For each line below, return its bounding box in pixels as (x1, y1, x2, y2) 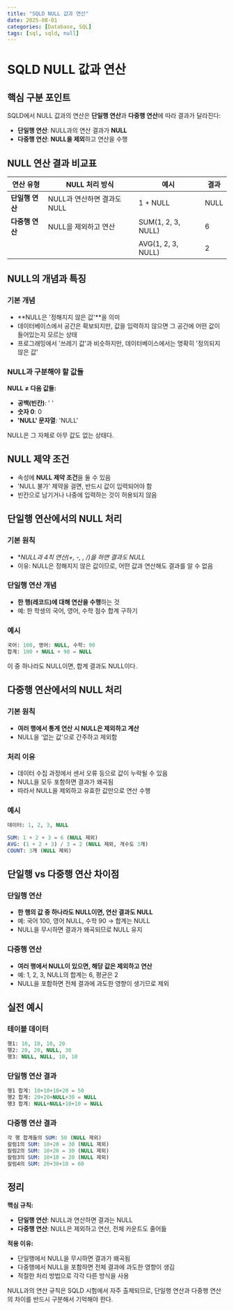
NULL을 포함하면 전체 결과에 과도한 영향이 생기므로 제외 (17, 979, 169, 987)
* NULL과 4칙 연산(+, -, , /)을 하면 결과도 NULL (17, 553, 146, 561)
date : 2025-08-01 (7, 17, 58, 24)
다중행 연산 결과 (7, 1118, 57, 1127)
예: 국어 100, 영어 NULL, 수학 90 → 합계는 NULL (17, 917, 150, 925)
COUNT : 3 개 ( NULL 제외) (7, 847, 72, 854)
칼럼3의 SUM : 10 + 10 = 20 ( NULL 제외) (7, 1154, 109, 1161)
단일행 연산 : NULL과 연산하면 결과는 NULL (17, 1216, 133, 1224)
